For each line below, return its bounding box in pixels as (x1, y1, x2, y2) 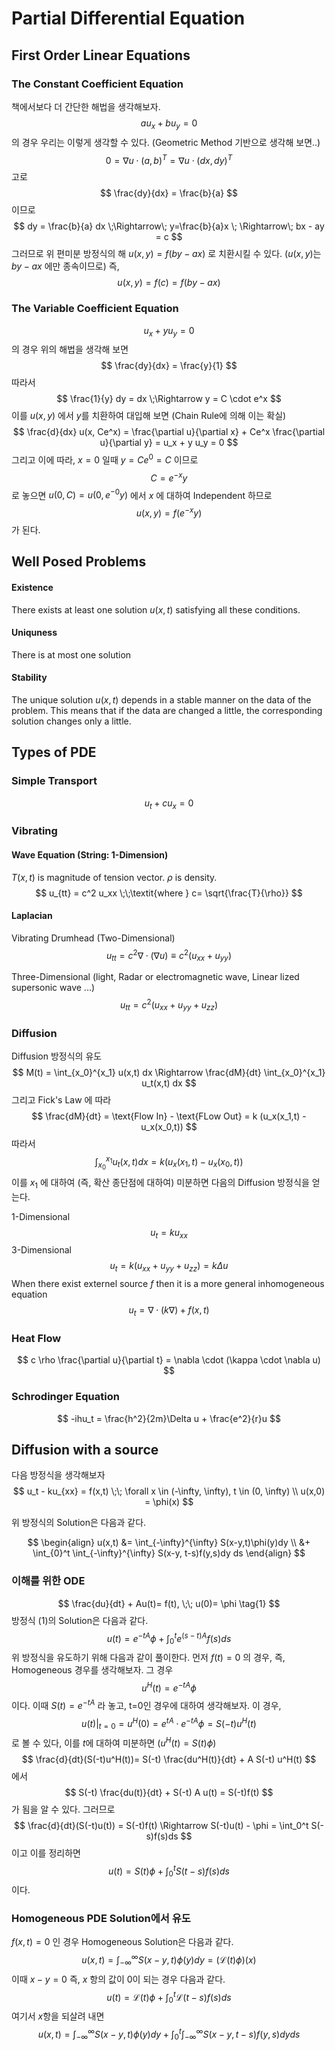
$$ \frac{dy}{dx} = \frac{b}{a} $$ (99, 187, 239, 199)
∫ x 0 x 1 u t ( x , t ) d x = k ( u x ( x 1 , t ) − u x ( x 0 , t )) (94, 1154, 244, 1171)
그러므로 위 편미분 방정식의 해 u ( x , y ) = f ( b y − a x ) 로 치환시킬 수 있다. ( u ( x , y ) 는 (11, 248, 322, 260)
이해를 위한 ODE (11, 1574, 86, 1588)
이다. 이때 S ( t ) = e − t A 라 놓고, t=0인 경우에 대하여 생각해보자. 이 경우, (11, 1697, 282, 1711)
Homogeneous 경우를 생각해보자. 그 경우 (11, 1664, 174, 1676)
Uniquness (11, 627, 58, 639)
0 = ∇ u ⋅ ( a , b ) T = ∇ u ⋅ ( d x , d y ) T (105, 152, 233, 166)
